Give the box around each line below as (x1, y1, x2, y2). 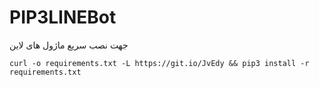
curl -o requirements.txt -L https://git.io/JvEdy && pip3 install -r (9, 58, 310, 68)
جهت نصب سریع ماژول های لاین (9, 39, 129, 51)
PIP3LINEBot (9, 6, 117, 29)
